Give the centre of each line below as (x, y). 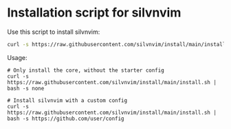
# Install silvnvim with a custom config (67, 100)
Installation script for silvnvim (94, 13)
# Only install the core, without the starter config (86, 70)
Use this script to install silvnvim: (54, 32)
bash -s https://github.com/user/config (66, 119)
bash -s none (26, 88)
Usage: (17, 57)
